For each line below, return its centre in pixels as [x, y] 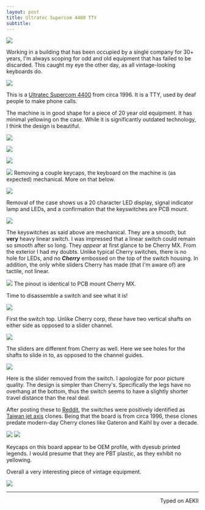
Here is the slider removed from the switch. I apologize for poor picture [95, 378]
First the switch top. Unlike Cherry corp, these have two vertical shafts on [99, 319]
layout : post [23, 12]
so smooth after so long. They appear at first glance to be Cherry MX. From [101, 245]
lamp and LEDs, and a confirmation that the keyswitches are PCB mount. [98, 209]
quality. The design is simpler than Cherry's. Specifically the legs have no [99, 385]
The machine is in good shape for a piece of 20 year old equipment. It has [99, 113]
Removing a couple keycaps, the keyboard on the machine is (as [95, 173]
